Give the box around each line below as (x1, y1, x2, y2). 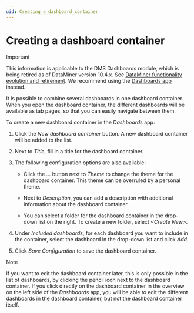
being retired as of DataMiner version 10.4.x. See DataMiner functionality (6, 71, 182, 78)
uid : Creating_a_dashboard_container (6, 8, 99, 15)
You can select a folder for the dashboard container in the (23, 212, 163, 219)
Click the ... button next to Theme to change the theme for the (23, 170, 173, 177)
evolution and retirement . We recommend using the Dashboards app (6, 77, 172, 84)
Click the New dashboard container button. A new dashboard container (14, 130, 188, 137)
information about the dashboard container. (23, 200, 129, 207)
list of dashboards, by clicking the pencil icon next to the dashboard (6, 276, 170, 283)
